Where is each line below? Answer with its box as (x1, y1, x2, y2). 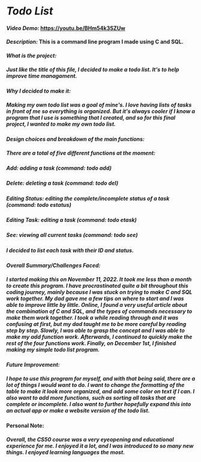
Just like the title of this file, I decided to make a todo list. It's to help (6, 66, 179, 73)
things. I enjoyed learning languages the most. (6, 448, 125, 455)
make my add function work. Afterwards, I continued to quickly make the (6, 333, 193, 340)
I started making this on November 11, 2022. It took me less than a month (6, 276, 192, 283)
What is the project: (6, 52, 57, 59)
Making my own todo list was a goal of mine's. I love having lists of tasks (6, 101, 192, 108)
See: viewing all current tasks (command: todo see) (6, 232, 138, 239)
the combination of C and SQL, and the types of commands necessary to (6, 307, 193, 315)
